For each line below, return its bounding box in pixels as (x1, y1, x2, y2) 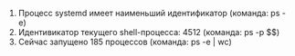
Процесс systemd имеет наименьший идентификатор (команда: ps (17, 8, 280, 18)
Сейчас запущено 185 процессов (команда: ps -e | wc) (17, 36, 233, 47)
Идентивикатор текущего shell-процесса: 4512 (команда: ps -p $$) (17, 27, 280, 37)
